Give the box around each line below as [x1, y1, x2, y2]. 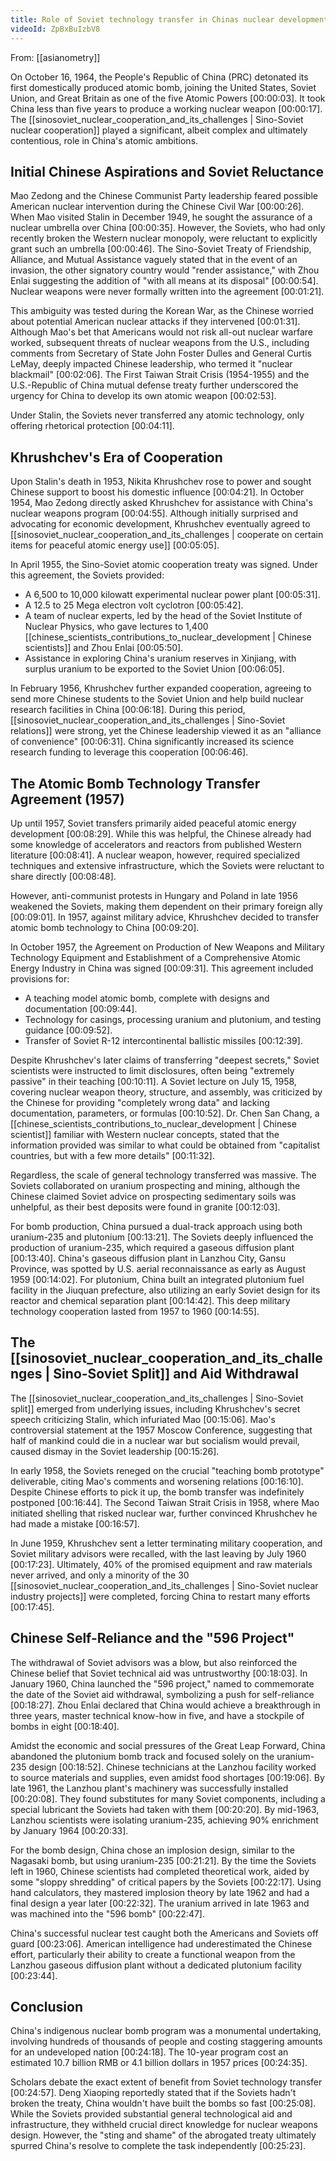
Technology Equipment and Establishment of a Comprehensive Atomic [10, 951, 301, 963]
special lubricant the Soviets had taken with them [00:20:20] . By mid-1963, [10, 1803, 320, 1815]
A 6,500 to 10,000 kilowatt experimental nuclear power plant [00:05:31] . [24, 589, 321, 601]
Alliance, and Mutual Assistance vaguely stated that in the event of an [10, 254, 298, 266]
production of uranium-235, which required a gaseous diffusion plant [10, 1241, 295, 1253]
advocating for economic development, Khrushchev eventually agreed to [10, 518, 311, 530]
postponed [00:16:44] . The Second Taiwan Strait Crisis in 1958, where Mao [10, 1496, 320, 1508]
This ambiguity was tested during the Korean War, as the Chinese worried [10, 305, 314, 317]
